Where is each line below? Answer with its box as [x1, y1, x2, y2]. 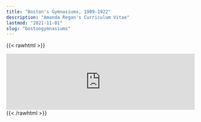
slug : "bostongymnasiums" [6, 25, 71, 32]
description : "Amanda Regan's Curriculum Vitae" [6, 14, 130, 20]
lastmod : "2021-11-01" [6, 20, 63, 26]
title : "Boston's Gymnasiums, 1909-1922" [6, 8, 111, 15]
